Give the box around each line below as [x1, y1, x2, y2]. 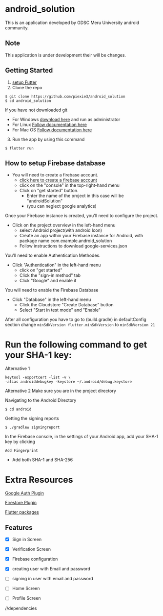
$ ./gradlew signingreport [5, 425, 60, 430]
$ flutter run [5, 146, 34, 150]
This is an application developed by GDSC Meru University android [5, 20, 140, 25]
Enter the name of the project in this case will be [26, 193, 124, 199]
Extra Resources [5, 474, 73, 485]
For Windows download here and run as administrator [12, 116, 121, 122]
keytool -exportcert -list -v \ [5, 375, 71, 380]
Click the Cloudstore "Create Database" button [19, 302, 114, 308]
